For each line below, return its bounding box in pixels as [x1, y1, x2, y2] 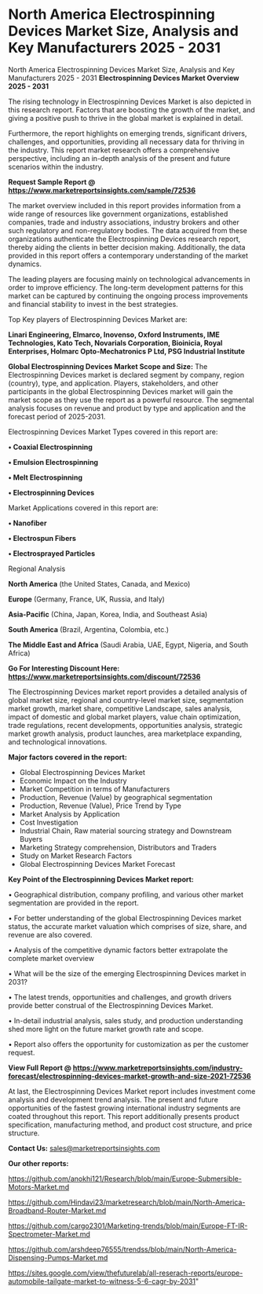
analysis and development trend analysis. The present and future [8, 1095, 218, 1104]
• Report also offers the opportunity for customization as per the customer [8, 1039, 249, 1049]
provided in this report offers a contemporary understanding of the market [8, 250, 249, 260]
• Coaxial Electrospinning [8, 442, 93, 451]
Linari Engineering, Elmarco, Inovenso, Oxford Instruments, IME [8, 330, 220, 339]
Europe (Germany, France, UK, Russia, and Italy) [8, 594, 165, 604]
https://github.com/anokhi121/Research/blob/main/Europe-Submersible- [8, 1174, 242, 1183]
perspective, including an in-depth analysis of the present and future [8, 153, 231, 163]
